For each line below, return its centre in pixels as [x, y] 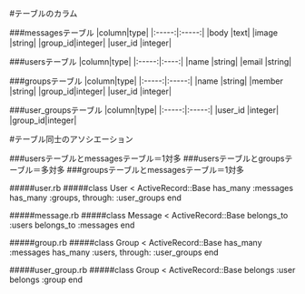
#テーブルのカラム [44, 13]
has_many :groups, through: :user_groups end [95, 198]
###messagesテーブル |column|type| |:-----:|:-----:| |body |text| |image [144, 33]
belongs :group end [46, 279]
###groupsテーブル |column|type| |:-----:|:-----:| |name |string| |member [146, 81]
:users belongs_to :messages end [72, 225]
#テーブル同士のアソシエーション [71, 139]
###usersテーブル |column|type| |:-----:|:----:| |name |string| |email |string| [151, 61]
